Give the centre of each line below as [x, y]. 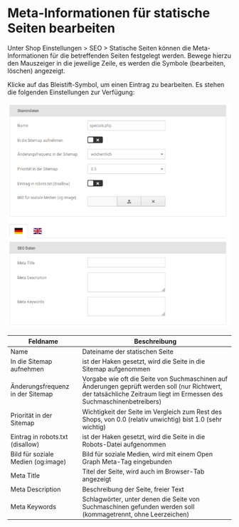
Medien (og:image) [38, 462]
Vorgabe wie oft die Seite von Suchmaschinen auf [155, 379]
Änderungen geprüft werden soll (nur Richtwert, [152, 387]
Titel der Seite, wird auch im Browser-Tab [143, 471]
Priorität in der [31, 416]
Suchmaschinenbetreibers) [122, 401]
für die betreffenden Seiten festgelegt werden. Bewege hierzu [140, 56]
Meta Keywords [33, 506]
